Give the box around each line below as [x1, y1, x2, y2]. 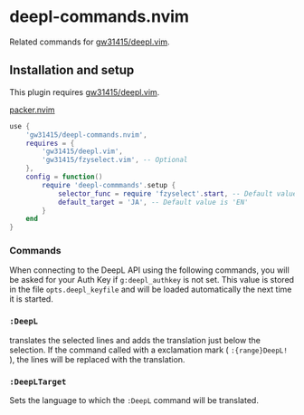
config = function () [25, 172, 103, 181]
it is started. [9, 294, 54, 304]
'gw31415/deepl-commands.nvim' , [25, 130, 147, 140]
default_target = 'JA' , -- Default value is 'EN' [57, 198, 249, 207]
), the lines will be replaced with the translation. [9, 353, 185, 364]
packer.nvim [9, 104, 56, 115]
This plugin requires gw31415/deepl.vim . [9, 86, 160, 97]
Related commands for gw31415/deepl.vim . [9, 36, 170, 47]
